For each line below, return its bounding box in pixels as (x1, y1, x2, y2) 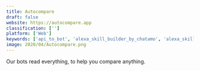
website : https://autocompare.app (6, 20, 92, 25)
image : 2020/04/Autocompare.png (6, 42, 86, 48)
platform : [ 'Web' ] (6, 31, 52, 37)
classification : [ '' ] (6, 25, 60, 31)
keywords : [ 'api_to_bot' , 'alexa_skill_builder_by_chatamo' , (6, 36, 161, 42)
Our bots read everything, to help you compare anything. (6, 57, 146, 65)
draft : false (6, 14, 39, 20)
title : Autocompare (6, 8, 55, 15)
